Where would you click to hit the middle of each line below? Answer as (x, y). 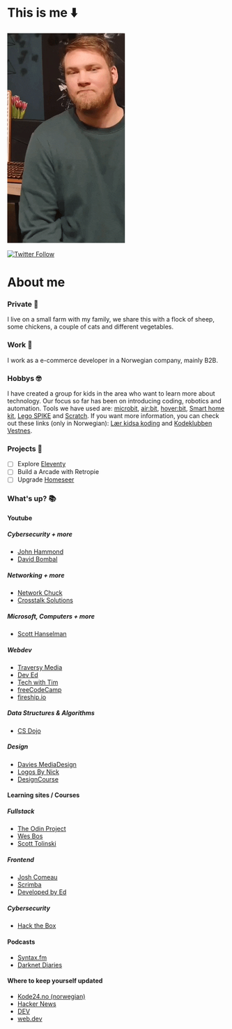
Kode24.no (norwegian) (51, 996)
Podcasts (21, 942)
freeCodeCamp (39, 689)
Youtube (20, 518)
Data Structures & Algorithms (51, 713)
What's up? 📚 (32, 498)
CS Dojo (29, 731)
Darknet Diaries (40, 965)
